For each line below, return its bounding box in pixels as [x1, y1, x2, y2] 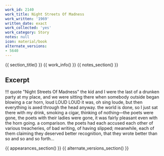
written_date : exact [5, 21, 48, 26]
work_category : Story [5, 30, 50, 35]
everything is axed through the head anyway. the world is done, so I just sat [5, 104, 158, 110]
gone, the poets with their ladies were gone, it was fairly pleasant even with [5, 115, 158, 121]
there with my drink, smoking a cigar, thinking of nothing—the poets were [5, 110, 154, 116]
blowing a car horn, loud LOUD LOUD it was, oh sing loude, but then [5, 99, 143, 105]
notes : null [5, 35, 29, 40]
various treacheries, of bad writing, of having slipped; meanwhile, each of [5, 126, 155, 131]
